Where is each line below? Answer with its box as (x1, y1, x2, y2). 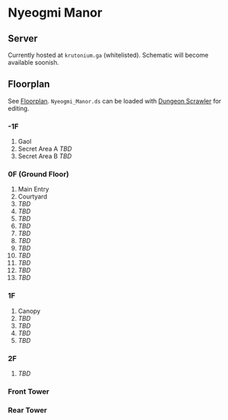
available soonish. (8, 58, 60, 67)
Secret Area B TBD (17, 152, 72, 160)
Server (8, 33, 38, 44)
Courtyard (17, 192, 48, 201)
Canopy (17, 307, 41, 315)
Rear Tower (8, 405, 48, 414)
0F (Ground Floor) (8, 169, 69, 179)
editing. (8, 104, 30, 112)
